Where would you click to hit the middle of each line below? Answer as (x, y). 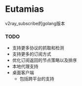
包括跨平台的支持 (37, 79)
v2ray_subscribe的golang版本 (35, 23)
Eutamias (25, 9)
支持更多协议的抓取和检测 (38, 48)
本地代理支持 (25, 66)
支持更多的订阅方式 (32, 54)
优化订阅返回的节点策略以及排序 (44, 60)
